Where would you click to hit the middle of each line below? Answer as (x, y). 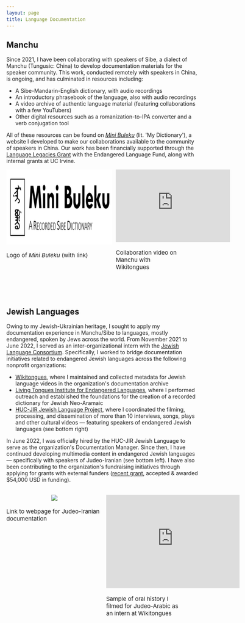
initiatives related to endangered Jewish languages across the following (96, 359)
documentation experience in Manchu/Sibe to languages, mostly (87, 333)
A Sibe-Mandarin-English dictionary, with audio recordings (89, 91)
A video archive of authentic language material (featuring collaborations (105, 104)
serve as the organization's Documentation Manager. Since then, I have (96, 447)
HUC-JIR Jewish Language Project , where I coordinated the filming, (100, 410)
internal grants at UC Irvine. (41, 161)
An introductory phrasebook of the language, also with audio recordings (106, 97)
